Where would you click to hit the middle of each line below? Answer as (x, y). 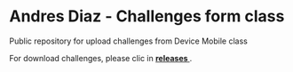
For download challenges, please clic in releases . (101, 58)
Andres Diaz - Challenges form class (147, 16)
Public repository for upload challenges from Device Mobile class (129, 41)
